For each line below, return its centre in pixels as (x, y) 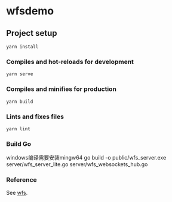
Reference (21, 180)
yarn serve (20, 74)
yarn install (22, 47)
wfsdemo (30, 11)
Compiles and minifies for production (61, 89)
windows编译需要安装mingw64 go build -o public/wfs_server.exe (86, 158)
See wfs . (17, 193)
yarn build (20, 102)
